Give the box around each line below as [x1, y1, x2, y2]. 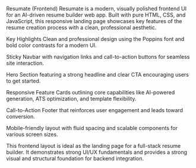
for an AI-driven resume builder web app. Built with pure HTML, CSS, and [6, 11, 186, 18]
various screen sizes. [6, 131, 58, 138]
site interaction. [6, 59, 45, 66]
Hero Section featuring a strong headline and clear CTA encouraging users [6, 71, 189, 78]
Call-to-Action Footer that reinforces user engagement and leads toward [6, 107, 183, 113]
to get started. [6, 77, 41, 84]
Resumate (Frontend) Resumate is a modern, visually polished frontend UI [6, 5, 187, 12]
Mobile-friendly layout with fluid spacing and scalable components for [6, 125, 178, 131]
